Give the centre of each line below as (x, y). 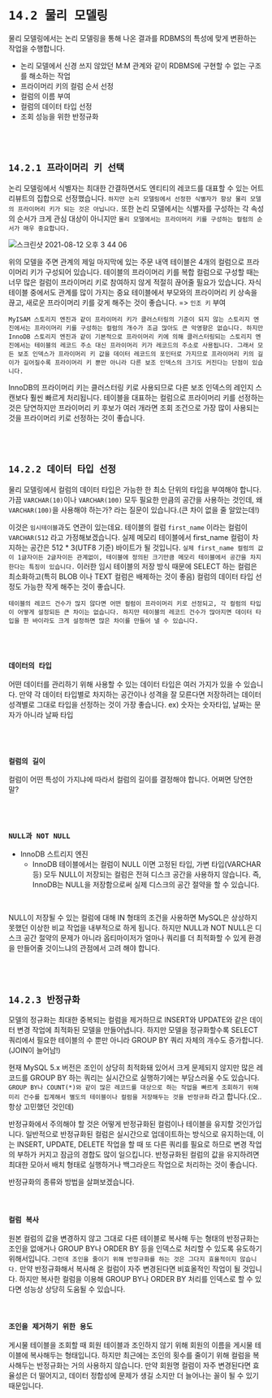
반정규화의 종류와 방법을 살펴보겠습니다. (71, 1182)
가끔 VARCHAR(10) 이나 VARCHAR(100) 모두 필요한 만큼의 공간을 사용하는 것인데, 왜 (136, 499)
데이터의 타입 (30, 666)
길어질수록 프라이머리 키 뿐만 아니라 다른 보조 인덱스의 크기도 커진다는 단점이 (136, 363)
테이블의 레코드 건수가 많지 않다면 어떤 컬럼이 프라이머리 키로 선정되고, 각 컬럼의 (127, 603)
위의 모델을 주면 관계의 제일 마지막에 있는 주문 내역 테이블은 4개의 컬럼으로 (127, 262)
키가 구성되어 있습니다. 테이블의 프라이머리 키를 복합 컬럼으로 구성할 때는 (145, 272)
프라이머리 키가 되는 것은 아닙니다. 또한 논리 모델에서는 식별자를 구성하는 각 (133, 208)
